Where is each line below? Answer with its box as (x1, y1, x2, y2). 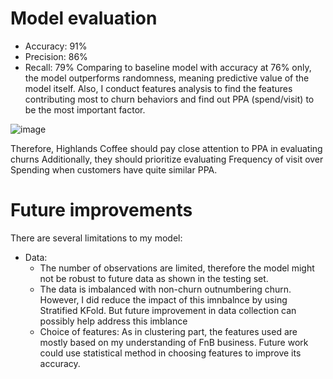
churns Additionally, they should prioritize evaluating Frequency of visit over (10, 153, 324, 165)
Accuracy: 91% (24, 40, 88, 52)
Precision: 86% (24, 50, 88, 62)
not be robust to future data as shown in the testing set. (39, 272, 269, 284)
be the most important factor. (24, 103, 146, 116)
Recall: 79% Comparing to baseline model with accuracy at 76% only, (24, 61, 312, 73)
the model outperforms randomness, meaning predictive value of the (24, 72, 310, 84)
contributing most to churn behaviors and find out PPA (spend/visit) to (24, 93, 315, 105)
